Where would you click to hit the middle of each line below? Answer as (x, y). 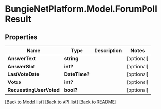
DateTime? (77, 74)
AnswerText (22, 59)
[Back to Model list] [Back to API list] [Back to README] (61, 102)
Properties (21, 37)
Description (108, 50)
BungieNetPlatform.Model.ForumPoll (81, 9)
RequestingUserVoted (33, 90)
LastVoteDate (24, 74)
